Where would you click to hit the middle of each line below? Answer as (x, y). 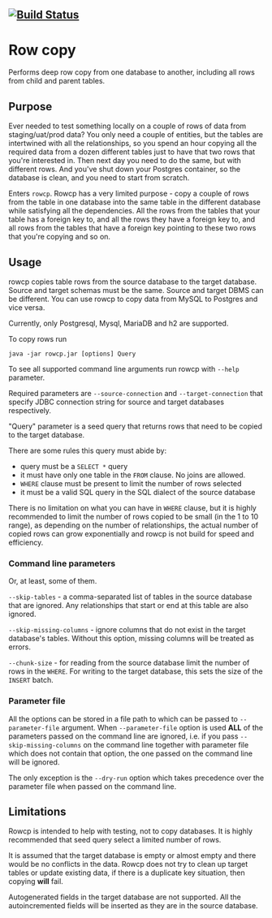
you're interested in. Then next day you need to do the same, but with (125, 161)
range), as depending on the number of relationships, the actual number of (133, 525)
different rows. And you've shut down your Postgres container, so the (125, 169)
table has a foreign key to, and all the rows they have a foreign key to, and (132, 219)
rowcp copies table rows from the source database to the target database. (133, 282)
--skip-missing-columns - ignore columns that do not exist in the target (127, 630)
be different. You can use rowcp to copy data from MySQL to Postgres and (133, 299)
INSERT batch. (31, 680)
